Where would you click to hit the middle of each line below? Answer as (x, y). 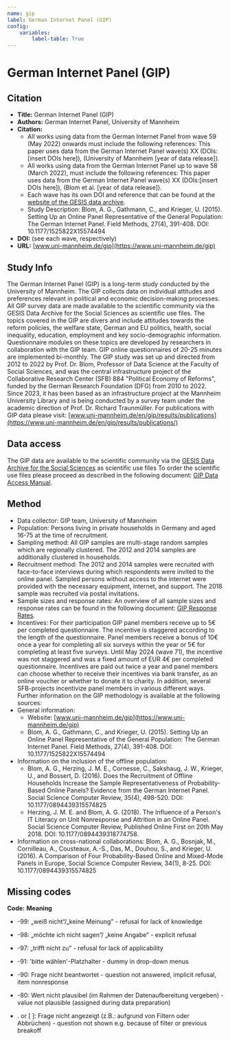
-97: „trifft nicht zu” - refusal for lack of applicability (90, 948)
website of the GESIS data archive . (76, 202)
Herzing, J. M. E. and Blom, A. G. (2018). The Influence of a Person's (124, 812)
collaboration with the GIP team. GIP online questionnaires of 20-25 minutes (115, 349)
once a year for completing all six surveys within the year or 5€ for (111, 644)
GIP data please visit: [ (39, 415)
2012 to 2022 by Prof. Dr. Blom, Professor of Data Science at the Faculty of (113, 364)
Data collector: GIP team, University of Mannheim (87, 520)
